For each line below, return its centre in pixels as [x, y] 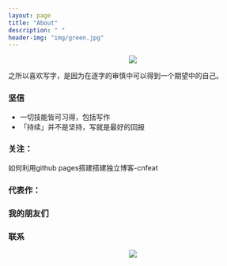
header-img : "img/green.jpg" [56, 37]
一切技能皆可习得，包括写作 [65, 117]
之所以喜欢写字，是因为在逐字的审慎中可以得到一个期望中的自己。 [115, 76]
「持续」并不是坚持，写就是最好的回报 [82, 126]
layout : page [30, 15]
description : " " [37, 30]
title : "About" [33, 23]
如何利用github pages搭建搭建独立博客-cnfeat [83, 167]
